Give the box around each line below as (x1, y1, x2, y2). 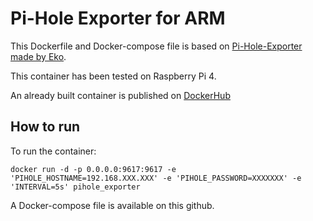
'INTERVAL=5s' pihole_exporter (10, 182, 141, 192)
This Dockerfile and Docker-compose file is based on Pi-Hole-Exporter (10, 40, 303, 52)
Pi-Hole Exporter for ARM (10, 7, 226, 30)
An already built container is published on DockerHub (10, 89, 231, 101)
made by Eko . (10, 50, 67, 62)
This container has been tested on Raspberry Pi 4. (10, 70, 217, 82)
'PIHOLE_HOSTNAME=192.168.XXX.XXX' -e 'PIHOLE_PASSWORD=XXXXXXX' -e (10, 173, 302, 183)
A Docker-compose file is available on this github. (10, 199, 215, 211)
